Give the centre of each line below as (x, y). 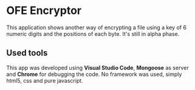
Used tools (27, 53)
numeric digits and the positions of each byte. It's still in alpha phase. (93, 33)
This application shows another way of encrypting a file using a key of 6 (97, 27)
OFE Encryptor (44, 11)
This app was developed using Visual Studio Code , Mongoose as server (98, 67)
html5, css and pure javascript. (45, 80)
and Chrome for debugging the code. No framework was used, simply (94, 74)
